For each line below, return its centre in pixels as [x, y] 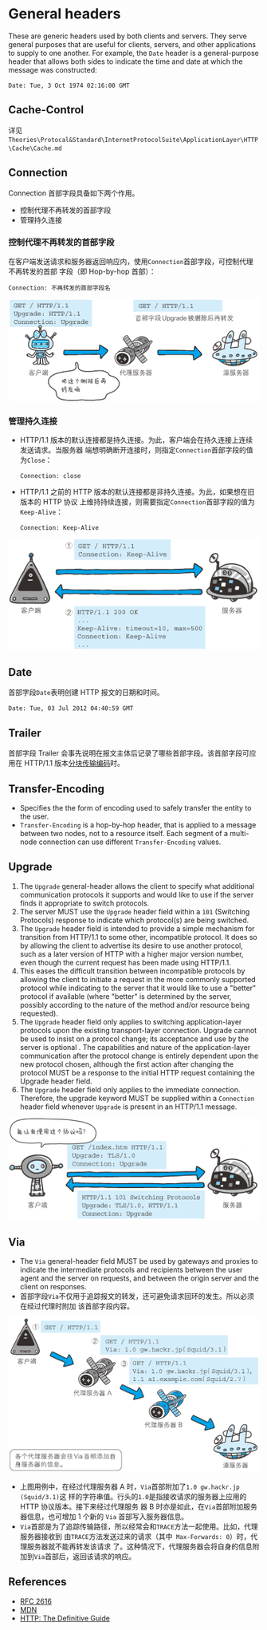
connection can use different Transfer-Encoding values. [130, 842]
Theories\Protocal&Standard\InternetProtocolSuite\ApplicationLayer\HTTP [133, 140]
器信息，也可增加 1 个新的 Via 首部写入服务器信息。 [104, 1516]
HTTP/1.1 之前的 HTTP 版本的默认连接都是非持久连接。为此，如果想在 [133, 492]
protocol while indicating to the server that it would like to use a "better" [138, 988]
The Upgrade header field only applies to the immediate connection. [130, 1089]
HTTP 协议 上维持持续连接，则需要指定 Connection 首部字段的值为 [149, 502]
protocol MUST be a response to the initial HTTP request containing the [137, 1072]
